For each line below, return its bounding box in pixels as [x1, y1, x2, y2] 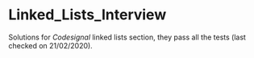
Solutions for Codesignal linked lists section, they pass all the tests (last [8, 32, 246, 42]
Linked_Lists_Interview [8, 6, 167, 24]
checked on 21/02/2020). [8, 40, 93, 50]
